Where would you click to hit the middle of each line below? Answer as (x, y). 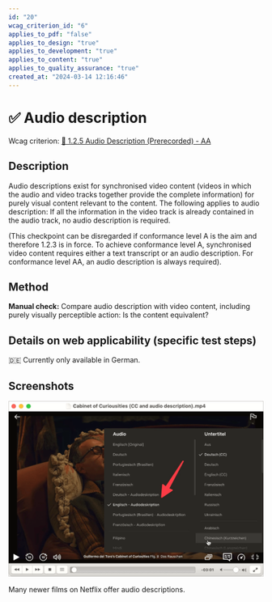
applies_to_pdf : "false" (50, 34)
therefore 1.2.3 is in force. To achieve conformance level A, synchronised (130, 244)
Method (29, 287)
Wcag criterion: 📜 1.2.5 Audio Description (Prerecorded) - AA (110, 141)
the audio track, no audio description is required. (89, 220)
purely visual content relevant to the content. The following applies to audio (134, 203)
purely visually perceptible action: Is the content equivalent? (108, 315)
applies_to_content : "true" (56, 60)
